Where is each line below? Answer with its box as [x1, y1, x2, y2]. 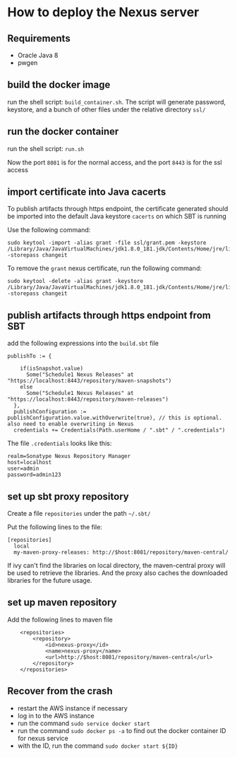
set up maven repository [7, 597, 117, 609]
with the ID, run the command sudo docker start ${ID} [17, 741, 178, 750]
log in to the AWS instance [17, 711, 95, 720]
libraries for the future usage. [7, 576, 92, 585]
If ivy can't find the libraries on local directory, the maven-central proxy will [7, 562, 226, 570]
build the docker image [7, 79, 111, 91]
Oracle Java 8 [17, 51, 59, 59]
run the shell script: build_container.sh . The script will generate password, [7, 97, 226, 106]
